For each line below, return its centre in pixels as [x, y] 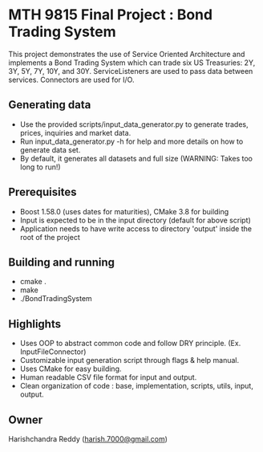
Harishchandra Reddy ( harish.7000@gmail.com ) [88, 439]
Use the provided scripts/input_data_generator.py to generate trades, [134, 124]
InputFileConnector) [53, 352]
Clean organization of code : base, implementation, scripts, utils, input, [137, 386]
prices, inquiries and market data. [75, 132]
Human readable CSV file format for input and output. [108, 377]
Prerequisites [42, 192]
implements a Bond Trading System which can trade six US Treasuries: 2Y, [132, 63]
